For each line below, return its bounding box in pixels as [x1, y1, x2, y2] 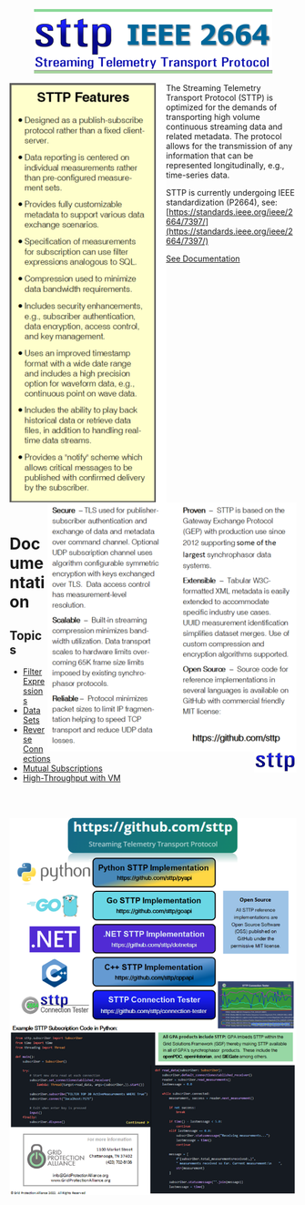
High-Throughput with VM [22, 773, 121, 783]
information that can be [166, 150, 254, 161]
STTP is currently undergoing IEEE [166, 187, 296, 197]
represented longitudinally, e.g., [166, 160, 285, 170]
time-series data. [166, 169, 230, 180]
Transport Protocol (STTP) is [166, 92, 273, 103]
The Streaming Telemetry [166, 83, 261, 93]
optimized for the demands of [166, 102, 278, 113]
